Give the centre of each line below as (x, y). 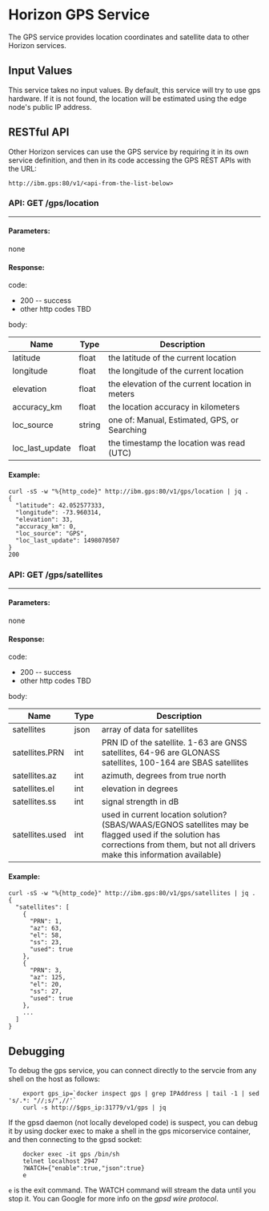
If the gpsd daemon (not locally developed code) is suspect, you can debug (133, 1123)
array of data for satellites (150, 729)
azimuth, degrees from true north (164, 776)
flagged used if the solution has (161, 835)
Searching (127, 430)
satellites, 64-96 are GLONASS (161, 753)
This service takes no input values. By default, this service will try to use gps (134, 90)
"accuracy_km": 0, (46, 527)
